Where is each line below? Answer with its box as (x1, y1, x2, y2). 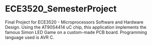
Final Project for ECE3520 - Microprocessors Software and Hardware (5, 19, 144, 25)
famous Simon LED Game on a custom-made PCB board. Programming (5, 29, 147, 35)
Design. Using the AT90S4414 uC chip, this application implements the (5, 24, 147, 30)
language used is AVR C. (5, 34, 54, 40)
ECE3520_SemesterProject (5, 3, 117, 14)
